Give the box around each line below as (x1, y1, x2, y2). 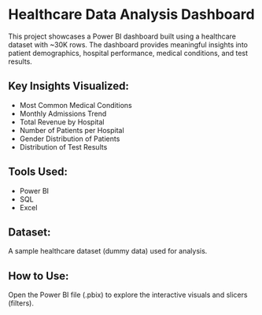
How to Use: (8, 269, 69, 283)
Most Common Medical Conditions (19, 100, 132, 109)
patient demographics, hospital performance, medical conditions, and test (8, 48, 249, 57)
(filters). (8, 298, 34, 308)
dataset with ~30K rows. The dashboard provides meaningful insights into (8, 39, 248, 49)
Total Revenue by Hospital (19, 117, 105, 127)
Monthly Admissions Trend (19, 109, 107, 118)
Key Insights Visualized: (8, 80, 130, 93)
